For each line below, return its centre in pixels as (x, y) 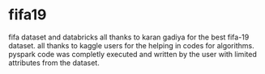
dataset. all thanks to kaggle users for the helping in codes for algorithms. (131, 45)
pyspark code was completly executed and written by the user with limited (132, 54)
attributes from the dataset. (54, 63)
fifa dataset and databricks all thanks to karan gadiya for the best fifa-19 (129, 37)
